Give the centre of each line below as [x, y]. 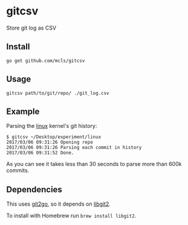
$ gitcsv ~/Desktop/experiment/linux [54, 137]
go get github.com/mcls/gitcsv [46, 61]
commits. [18, 171]
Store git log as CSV [31, 28]
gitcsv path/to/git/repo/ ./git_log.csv [58, 93]
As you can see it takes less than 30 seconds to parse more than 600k [94, 164]
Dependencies [34, 189]
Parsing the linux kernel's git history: [52, 126]
